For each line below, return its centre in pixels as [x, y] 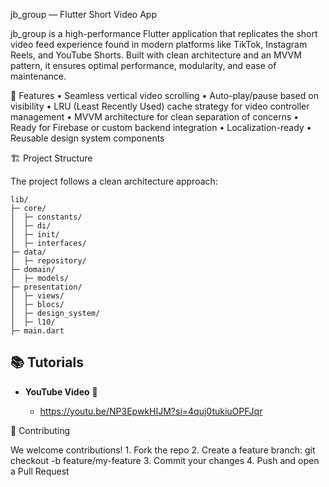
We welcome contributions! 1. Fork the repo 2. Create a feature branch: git [163, 450]
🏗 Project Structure [51, 158]
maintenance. [38, 76]
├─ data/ [28, 252]
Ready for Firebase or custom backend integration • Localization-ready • [161, 127]
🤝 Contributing [40, 430]
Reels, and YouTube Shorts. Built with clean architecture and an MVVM [156, 55]
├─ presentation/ [46, 287]
